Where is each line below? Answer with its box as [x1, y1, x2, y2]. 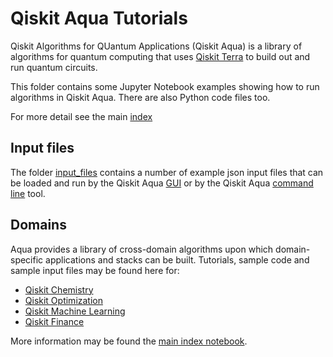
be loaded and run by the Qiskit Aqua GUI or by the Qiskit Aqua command [10, 177, 314, 189]
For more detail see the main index [10, 110, 153, 122]
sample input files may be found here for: [10, 264, 180, 276]
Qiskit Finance [24, 315, 85, 327]
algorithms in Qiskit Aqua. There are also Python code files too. [10, 91, 271, 103]
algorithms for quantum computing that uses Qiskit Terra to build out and [10, 50, 311, 62]
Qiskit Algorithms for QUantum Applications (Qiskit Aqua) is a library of [10, 40, 303, 52]
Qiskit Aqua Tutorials [10, 7, 188, 30]
